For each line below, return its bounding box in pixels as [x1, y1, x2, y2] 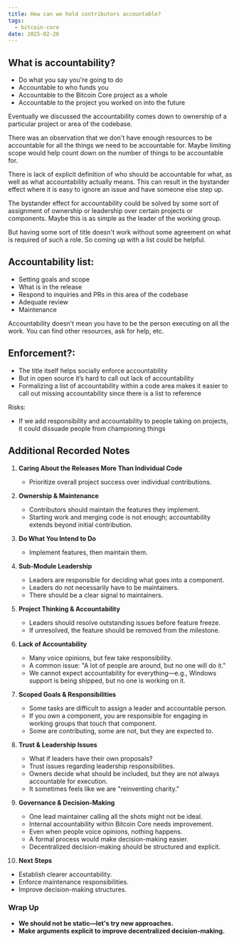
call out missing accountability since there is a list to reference [18, 389, 202, 398]
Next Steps [18, 856, 53, 864]
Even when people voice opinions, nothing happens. [28, 827, 183, 836]
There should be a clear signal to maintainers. [28, 591, 164, 599]
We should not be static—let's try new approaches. [18, 918, 174, 927]
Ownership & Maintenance [18, 491, 99, 500]
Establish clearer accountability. [18, 870, 112, 879]
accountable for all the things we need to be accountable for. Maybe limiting [8, 141, 231, 150]
